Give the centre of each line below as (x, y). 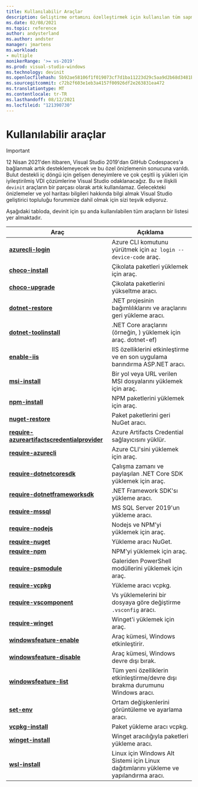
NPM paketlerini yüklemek (148, 398)
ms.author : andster (30, 39)
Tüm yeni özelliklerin (140, 670)
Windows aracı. (133, 693)
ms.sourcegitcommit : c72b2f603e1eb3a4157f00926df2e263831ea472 (85, 83)
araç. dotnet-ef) (134, 340)
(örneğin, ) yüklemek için (146, 333)
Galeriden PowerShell (142, 561)
